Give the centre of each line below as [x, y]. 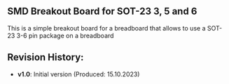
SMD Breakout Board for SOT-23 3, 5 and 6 [102, 11]
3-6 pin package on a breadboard [65, 35]
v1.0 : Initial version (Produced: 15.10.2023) [78, 74]
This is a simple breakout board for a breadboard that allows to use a [106, 28]
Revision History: [46, 57]
